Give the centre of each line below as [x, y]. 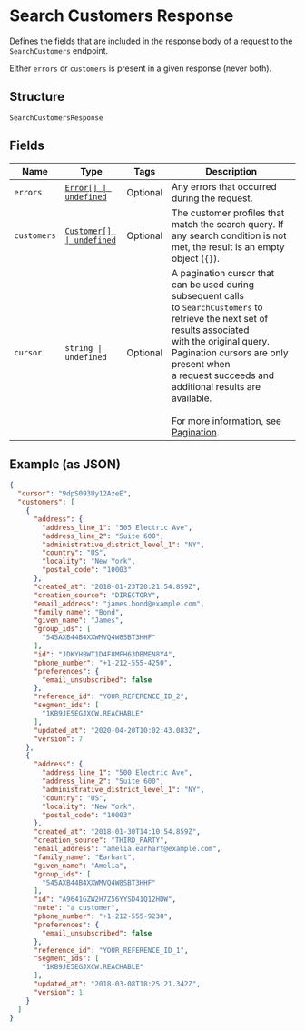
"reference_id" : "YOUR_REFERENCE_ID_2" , [111, 696]
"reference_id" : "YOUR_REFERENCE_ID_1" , [111, 950]
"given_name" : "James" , [79, 621]
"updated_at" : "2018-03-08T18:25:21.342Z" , [117, 984]
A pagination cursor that [223, 273]
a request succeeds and [223, 375]
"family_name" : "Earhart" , [84, 857]
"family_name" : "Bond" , [79, 612]
